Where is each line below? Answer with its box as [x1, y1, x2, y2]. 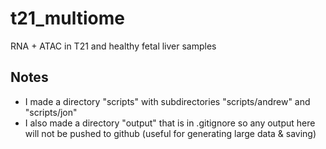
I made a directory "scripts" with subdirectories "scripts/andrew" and [24, 95, 311, 107]
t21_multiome [10, 7, 125, 30]
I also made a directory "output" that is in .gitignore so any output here [24, 117, 316, 129]
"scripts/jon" [24, 106, 78, 118]
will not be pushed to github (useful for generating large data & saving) [24, 127, 317, 139]
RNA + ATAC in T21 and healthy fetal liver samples [10, 40, 217, 52]
